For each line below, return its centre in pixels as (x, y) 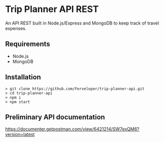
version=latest (20, 134)
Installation (23, 77)
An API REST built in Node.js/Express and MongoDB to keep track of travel (82, 23)
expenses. (16, 28)
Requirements (28, 44)
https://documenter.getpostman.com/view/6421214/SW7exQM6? (72, 129)
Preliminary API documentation (55, 117)
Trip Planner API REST (52, 9)
